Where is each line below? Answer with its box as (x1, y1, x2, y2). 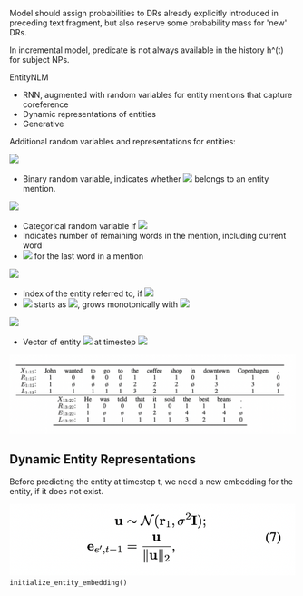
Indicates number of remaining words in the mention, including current (22, 231, 287, 241)
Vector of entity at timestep (22, 336, 136, 347)
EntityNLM (9, 72, 49, 83)
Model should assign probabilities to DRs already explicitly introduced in (9, 8, 279, 18)
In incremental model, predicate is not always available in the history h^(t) (9, 45, 284, 55)
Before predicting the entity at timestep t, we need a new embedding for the (9, 476, 293, 487)
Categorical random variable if (22, 221, 137, 231)
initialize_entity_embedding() (9, 578, 128, 587)
